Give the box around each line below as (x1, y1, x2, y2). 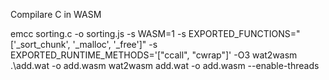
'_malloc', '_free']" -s (72, 39, 158, 50)
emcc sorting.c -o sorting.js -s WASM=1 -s (10, 28, 187, 39)
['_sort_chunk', (10, 39, 71, 50)
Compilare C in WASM (10, 9, 102, 20)
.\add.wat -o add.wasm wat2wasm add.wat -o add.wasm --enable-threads (10, 60, 320, 71)
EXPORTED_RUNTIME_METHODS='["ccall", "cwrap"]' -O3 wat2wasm (10, 49, 298, 61)
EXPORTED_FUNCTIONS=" (188, 28, 301, 39)
